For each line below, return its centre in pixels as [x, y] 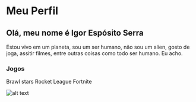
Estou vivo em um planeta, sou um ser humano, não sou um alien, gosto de [98, 47]
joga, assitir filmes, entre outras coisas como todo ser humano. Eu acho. [94, 53]
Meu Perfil [32, 11]
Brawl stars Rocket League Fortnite [49, 82]
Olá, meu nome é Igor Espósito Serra [75, 33]
